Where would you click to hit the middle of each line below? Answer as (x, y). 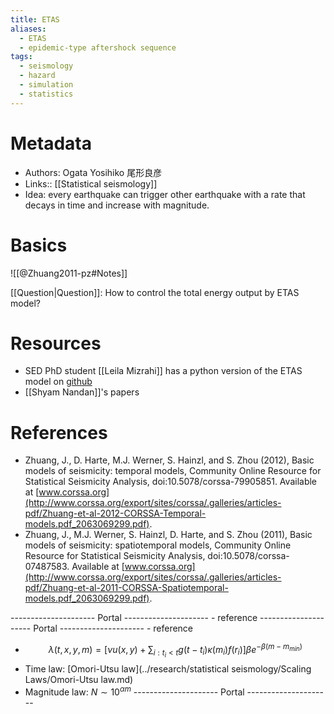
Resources (56, 343)
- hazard (37, 76)
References (59, 432)
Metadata (51, 143)
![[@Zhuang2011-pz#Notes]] (69, 273)
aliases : (28, 29)
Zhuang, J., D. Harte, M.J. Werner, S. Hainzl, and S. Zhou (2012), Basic (169, 460)
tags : (21, 57)
